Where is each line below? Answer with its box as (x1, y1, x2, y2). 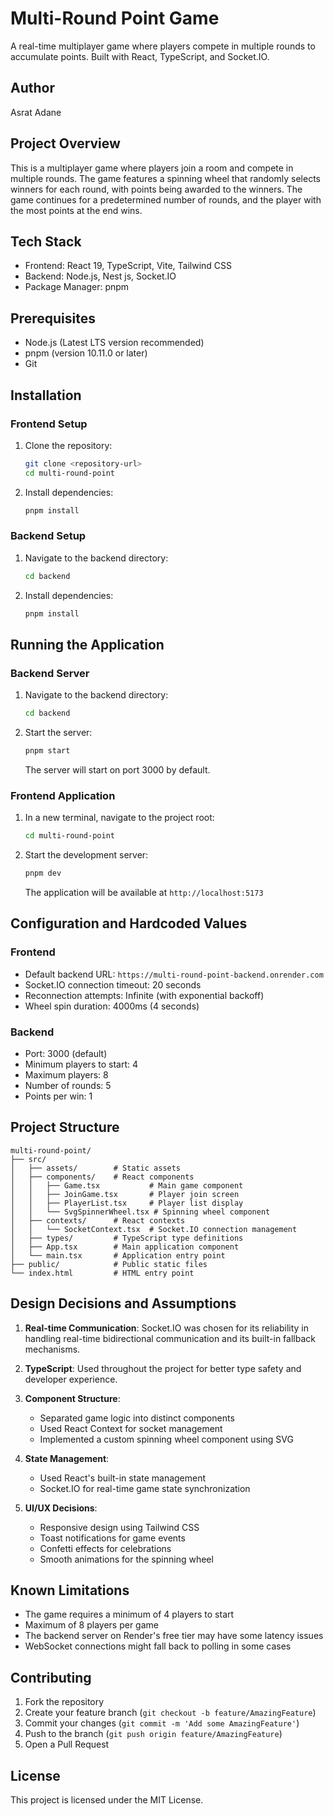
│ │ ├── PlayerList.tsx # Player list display (10, 1198, 244, 1208)
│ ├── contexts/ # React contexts (10, 1215, 186, 1226)
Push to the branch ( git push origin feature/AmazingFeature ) (24, 1728, 283, 1740)
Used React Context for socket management (39, 1422, 223, 1434)
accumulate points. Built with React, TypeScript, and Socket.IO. (10, 50, 270, 62)
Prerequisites (10, 310, 96, 327)
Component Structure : (24, 1392, 121, 1404)
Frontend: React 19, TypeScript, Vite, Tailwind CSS (24, 260, 233, 272)
